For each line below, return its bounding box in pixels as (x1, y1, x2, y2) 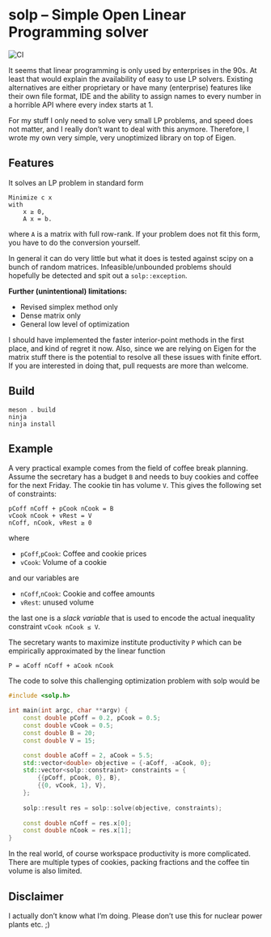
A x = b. (23, 215, 53, 223)
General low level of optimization (19, 319, 129, 329)
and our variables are (8, 573, 79, 583)
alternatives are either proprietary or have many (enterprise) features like (8, 83, 252, 92)
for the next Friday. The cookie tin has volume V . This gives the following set (8, 481, 262, 490)
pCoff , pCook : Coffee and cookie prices (19, 549, 147, 558)
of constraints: (8, 489, 57, 499)
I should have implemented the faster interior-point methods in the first (8, 335, 244, 344)
